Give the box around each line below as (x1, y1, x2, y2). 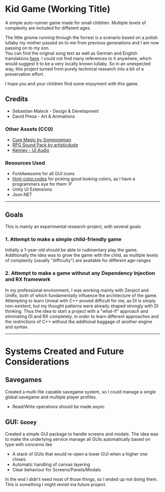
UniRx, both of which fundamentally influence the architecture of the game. (5, 292, 158, 298)
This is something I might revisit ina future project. (5, 481, 107, 487)
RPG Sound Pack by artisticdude (12, 142, 79, 148)
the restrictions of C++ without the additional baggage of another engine (5, 319, 152, 325)
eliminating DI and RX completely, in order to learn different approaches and (5, 313, 159, 319)
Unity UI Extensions (12, 186, 53, 193)
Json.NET (12, 192, 32, 197)
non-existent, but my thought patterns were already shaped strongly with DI (5, 303, 159, 309)
